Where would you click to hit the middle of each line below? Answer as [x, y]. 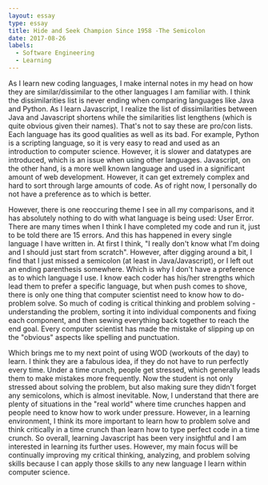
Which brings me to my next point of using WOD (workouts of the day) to [129, 353]
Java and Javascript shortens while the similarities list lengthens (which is [130, 117]
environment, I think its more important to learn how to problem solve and [129, 421]
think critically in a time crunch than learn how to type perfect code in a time [134, 429]
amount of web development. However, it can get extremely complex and [129, 176]
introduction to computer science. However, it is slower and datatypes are [130, 151]
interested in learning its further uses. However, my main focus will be [123, 447]
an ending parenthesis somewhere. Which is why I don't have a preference [132, 269]
